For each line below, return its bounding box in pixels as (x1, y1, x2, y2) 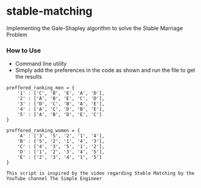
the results (15, 73, 43, 81)
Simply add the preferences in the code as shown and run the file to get (15, 67, 196, 74)
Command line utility (15, 60, 67, 68)
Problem (6, 31, 27, 38)
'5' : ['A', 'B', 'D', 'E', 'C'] (17, 112, 102, 118)
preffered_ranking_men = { (6, 85, 75, 91)
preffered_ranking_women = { (6, 128, 80, 134)
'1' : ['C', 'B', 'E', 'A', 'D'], (17, 90, 105, 96)
